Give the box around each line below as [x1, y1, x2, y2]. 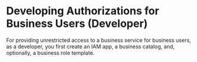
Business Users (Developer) [6, 17, 148, 30]
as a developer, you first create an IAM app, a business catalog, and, [6, 43, 175, 50]
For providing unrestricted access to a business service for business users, [6, 36, 191, 44]
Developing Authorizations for [6, 4, 159, 18]
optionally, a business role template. [6, 49, 95, 56]
